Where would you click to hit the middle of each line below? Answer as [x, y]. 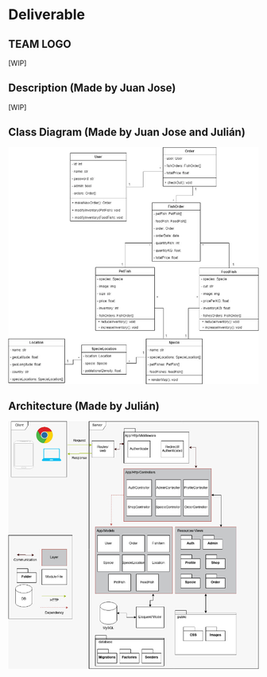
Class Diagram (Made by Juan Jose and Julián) [127, 132]
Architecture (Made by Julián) [84, 406]
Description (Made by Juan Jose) [92, 88]
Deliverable [47, 15]
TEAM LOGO [40, 44]
